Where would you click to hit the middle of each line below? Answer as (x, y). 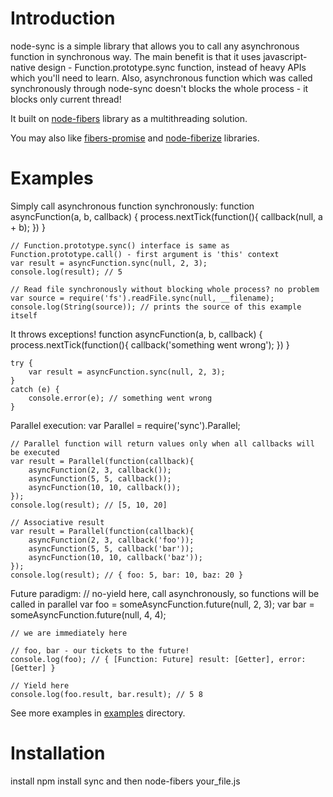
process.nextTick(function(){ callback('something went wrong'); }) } (150, 344)
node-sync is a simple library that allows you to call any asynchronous (155, 46)
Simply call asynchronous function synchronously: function (132, 206)
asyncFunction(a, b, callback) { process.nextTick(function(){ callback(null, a (166, 216)
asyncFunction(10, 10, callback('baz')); (115, 557)
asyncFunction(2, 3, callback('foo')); (111, 540)
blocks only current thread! (66, 99)
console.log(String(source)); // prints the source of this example (156, 307)
